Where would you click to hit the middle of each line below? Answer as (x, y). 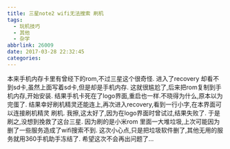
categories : (24, 58)
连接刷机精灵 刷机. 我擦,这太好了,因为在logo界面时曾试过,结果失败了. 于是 (116, 113)
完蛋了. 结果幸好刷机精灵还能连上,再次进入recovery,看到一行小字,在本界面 (111, 104)
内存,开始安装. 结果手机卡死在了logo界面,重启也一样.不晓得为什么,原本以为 (118, 95)
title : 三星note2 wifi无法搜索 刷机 (55, 13)
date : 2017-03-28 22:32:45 (46, 52)
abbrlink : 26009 (30, 45)
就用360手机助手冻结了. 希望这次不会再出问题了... (83, 139)
